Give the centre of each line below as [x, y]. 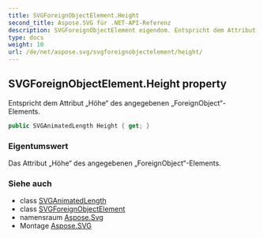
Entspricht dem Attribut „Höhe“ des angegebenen [89, 102]
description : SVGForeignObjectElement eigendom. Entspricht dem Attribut [132, 30]
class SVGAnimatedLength [63, 201]
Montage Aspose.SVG [56, 226]
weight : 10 [26, 45]
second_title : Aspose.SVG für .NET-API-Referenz [90, 23]
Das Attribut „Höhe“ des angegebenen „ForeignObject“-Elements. [115, 163]
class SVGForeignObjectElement [72, 209]
